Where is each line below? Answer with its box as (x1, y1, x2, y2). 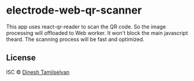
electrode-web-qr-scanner (6, 4, 142, 17)
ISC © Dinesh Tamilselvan (6, 69, 70, 76)
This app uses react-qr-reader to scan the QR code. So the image (6, 23, 166, 30)
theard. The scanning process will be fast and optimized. (6, 35, 145, 43)
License (6, 53, 36, 63)
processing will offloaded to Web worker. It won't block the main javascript (6, 29, 188, 36)
